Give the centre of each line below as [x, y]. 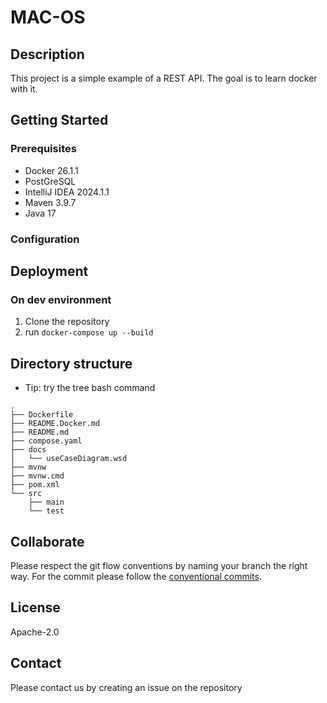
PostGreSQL [50, 181]
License [35, 607]
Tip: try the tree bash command [90, 388]
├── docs [28, 450]
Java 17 [40, 213]
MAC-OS [48, 17]
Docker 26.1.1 [51, 170]
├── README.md [40, 432]
